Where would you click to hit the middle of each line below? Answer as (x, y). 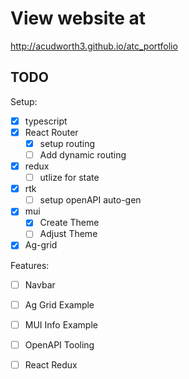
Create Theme (69, 223)
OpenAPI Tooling (59, 344)
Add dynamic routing (83, 154)
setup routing (67, 143)
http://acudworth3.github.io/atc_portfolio (94, 46)
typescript (46, 121)
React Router (51, 132)
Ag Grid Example (59, 304)
